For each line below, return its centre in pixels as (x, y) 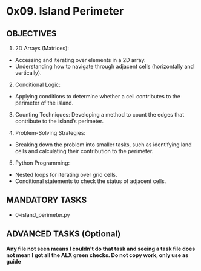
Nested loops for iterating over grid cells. (66, 175)
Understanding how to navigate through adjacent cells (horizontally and (104, 66)
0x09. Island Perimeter (65, 11)
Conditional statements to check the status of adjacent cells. (91, 181)
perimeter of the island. (44, 103)
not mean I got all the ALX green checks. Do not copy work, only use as (97, 255)
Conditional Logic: (38, 84)
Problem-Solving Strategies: (50, 133)
